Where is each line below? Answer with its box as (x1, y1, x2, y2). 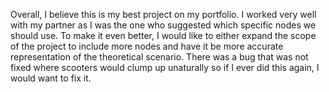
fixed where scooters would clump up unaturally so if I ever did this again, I (10, 62, 320, 73)
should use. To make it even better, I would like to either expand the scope (10, 30, 317, 41)
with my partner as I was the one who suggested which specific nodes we (10, 19, 317, 31)
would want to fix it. (10, 72, 92, 84)
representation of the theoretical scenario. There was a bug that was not (10, 51, 309, 63)
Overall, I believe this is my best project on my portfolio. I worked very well (10, 9, 317, 20)
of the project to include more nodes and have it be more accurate (10, 40, 284, 52)
